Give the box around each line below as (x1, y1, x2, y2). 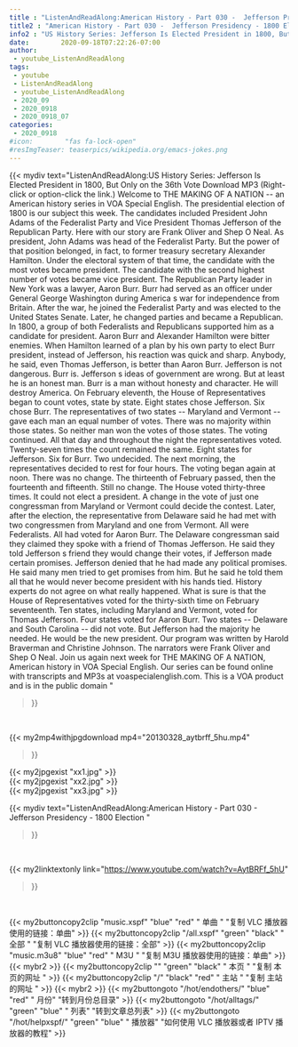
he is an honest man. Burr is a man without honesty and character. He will (9, 377, 278, 388)
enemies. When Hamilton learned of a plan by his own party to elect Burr (9, 340, 275, 350)
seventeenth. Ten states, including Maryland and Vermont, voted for (9, 604, 258, 615)
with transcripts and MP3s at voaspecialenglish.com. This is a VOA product (9, 671, 284, 681)
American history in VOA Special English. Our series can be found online (9, 661, 273, 672)
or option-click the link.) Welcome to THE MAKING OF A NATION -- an (27, 189, 286, 199)
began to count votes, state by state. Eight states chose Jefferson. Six (9, 397, 265, 407)
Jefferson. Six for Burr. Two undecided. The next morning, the (9, 453, 236, 463)
